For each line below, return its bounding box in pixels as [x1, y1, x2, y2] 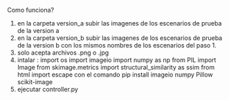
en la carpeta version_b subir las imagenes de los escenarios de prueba [17, 34, 223, 42]
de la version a [17, 27, 59, 34]
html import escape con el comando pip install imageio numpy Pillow [17, 70, 213, 79]
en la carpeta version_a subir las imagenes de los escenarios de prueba [17, 19, 222, 27]
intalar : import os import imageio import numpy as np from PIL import [17, 56, 217, 64]
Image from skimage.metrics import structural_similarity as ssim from [17, 63, 215, 71]
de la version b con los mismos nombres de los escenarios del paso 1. [17, 41, 217, 49]
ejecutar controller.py [17, 86, 78, 93]
